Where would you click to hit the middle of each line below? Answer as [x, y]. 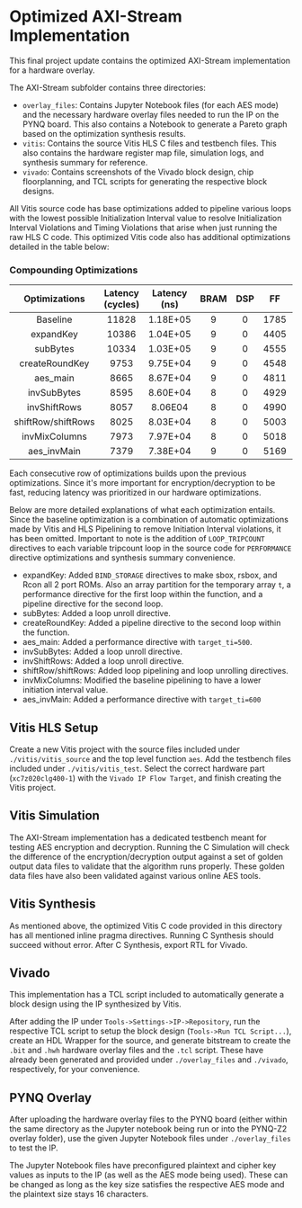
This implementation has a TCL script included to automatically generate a [147, 995]
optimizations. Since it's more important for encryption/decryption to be [142, 483]
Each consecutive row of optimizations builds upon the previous [128, 473]
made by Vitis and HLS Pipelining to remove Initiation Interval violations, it [145, 529]
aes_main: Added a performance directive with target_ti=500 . [138, 642]
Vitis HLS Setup [54, 727]
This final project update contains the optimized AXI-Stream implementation [150, 60]
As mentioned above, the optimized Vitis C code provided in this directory [146, 926]
